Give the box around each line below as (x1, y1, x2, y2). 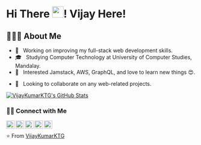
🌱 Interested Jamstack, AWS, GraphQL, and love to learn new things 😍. (14, 69, 196, 75)
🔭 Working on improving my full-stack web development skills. (14, 47, 173, 54)
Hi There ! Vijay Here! (6, 7, 126, 21)
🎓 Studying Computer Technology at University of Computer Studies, (14, 54, 193, 61)
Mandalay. (14, 62, 41, 69)
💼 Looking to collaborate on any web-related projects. (14, 80, 152, 87)
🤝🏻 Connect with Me (6, 107, 67, 115)
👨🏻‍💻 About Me (6, 31, 61, 41)
